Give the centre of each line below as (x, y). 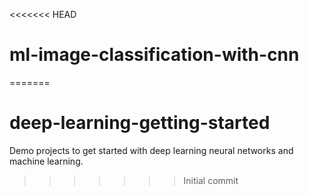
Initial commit (211, 180)
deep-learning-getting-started (140, 123)
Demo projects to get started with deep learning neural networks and (151, 150)
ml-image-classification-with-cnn (154, 55)
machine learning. (46, 161)
